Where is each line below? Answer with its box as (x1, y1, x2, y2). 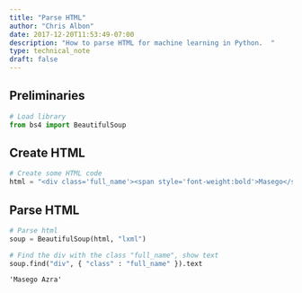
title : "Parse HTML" (9, 13, 87, 22)
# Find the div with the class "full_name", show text (9, 251, 219, 260)
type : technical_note (9, 47, 91, 56)
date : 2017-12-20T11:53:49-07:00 (9, 30, 135, 39)
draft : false (9, 55, 58, 64)
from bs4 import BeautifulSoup (9, 120, 127, 129)
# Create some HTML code (9, 169, 102, 178)
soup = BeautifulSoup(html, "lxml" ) (9, 235, 147, 244)
